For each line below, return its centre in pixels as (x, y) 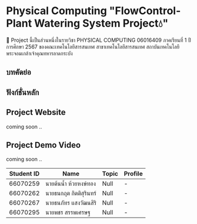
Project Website (36, 112)
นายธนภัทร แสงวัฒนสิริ (71, 203)
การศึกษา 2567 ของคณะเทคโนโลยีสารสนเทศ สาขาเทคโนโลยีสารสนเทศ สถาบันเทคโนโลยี (93, 47)
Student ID (24, 174)
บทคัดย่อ (19, 72)
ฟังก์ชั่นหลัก (23, 92)
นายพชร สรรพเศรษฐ (68, 212)
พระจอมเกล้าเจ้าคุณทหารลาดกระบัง (39, 53)
